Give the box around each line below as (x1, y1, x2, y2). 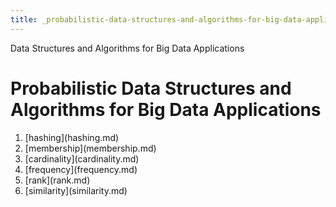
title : (10, 14, 38, 25)
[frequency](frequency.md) (24, 163, 138, 175)
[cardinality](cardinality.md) (24, 152, 140, 165)
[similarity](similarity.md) (24, 184, 128, 196)
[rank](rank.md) (24, 174, 91, 186)
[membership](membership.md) (24, 142, 157, 154)
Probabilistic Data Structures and (10, 77, 292, 100)
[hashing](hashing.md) (24, 131, 120, 143)
